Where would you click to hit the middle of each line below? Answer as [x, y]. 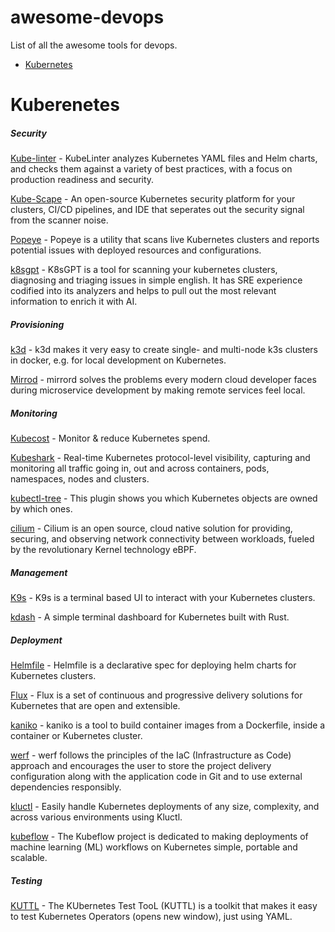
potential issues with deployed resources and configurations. [136, 250]
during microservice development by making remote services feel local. [158, 390]
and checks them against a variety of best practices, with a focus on [151, 169]
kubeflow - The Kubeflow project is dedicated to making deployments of [159, 836]
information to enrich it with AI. [74, 302]
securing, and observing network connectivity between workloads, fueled [162, 539]
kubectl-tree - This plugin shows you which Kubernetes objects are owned [164, 498]
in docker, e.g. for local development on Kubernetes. [118, 360]
